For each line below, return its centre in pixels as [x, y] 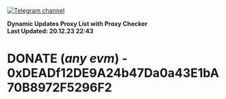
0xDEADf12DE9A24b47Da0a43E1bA [113, 73]
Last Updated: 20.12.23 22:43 [50, 31]
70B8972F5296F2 [60, 88]
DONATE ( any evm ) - [67, 59]
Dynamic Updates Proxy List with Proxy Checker [77, 24]
